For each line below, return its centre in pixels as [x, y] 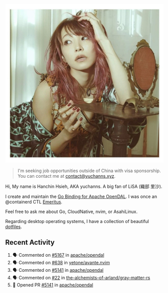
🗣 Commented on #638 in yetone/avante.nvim [61, 262]
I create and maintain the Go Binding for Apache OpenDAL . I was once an [81, 196]
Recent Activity [30, 242]
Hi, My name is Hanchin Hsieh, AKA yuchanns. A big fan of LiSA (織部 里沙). [84, 186]
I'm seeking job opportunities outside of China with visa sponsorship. [89, 171]
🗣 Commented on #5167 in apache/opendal [58, 255]
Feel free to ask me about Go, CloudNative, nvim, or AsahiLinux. [71, 211]
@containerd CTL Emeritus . [34, 202]
